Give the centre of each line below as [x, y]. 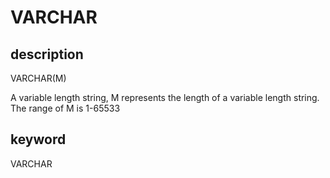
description [47, 54]
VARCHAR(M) [38, 78]
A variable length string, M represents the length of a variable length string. [165, 97]
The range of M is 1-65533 [65, 108]
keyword [38, 139]
